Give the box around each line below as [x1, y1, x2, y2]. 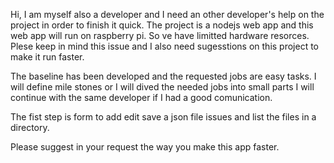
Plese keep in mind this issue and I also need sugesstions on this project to [10, 40, 320, 52]
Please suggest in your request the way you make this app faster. [10, 141, 280, 153]
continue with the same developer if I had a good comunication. [10, 92, 273, 103]
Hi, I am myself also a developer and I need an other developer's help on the [10, 9, 325, 20]
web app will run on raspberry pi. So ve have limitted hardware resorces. [10, 30, 310, 41]
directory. [10, 122, 50, 133]
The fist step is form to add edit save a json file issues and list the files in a [10, 111, 317, 123]
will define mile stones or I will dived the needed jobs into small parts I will [10, 81, 315, 93]
